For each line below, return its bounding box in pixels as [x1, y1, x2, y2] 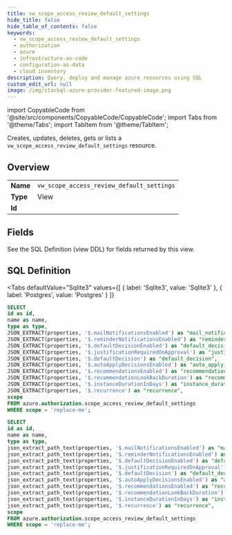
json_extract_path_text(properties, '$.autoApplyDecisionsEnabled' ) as [7, 476, 217, 483]
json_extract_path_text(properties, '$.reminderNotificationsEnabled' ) [7, 451, 217, 458]
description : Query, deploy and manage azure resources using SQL [7, 74, 202, 81]
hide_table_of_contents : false [7, 23, 97, 30]
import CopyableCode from [7, 106, 85, 114]
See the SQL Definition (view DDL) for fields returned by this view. [7, 245, 195, 253]
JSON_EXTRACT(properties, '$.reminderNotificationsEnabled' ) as [7, 336, 196, 343]
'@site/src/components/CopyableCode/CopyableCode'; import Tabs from [7, 113, 217, 121]
